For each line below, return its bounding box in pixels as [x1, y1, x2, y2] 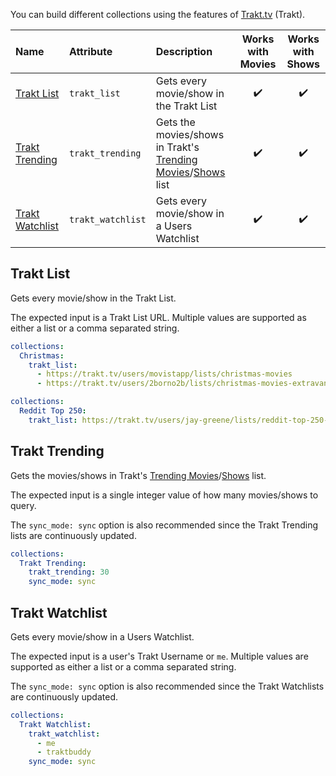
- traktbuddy [36, 747, 92, 758]
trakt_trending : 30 [28, 567, 110, 578]
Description [155, 45, 213, 58]
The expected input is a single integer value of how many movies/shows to [10, 489, 319, 501]
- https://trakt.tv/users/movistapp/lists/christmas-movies [36, 369, 293, 379]
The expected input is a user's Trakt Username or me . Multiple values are [10, 650, 309, 662]
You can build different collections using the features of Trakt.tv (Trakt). [10, 9, 306, 20]
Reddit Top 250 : [19, 406, 87, 416]
